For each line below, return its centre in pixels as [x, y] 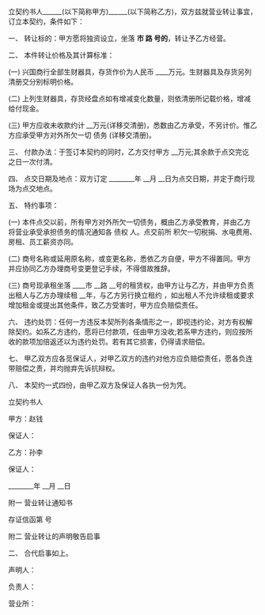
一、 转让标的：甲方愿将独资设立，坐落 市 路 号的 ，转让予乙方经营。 [119, 38]
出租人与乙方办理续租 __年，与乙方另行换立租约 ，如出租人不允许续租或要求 [131, 295]
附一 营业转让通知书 [40, 503]
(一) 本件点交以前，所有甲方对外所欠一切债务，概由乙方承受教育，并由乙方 [130, 222]
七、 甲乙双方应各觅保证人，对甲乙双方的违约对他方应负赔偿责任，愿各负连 [131, 358]
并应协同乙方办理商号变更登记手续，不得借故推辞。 [91, 268]
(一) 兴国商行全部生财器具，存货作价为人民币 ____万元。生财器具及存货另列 [130, 72]
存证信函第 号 [30, 519]
